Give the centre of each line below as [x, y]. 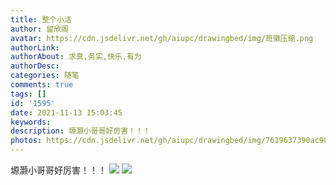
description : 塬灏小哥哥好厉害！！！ [80, 131]
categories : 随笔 [45, 76]
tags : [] [28, 94]
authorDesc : [35, 66]
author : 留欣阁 [39, 29]
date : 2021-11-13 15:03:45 [66, 112]
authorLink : [35, 47]
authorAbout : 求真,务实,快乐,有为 [76, 57]
